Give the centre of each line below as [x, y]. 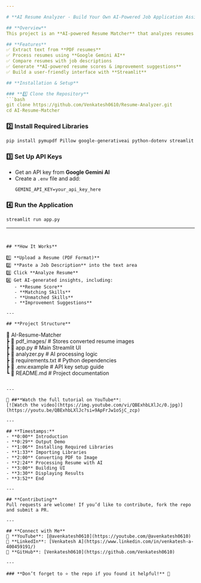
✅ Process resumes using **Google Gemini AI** [66, 55]
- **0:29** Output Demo [36, 441]
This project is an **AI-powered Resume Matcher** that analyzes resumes [100, 34]
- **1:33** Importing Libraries [46, 452]
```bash [16, 100]
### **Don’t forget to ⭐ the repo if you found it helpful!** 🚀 [88, 573]
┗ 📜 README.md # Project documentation [58, 373]
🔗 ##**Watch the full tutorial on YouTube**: [64, 399]
